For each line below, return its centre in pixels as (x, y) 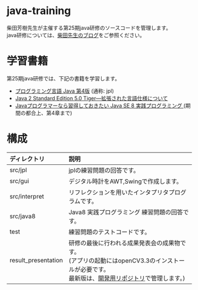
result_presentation (36, 260)
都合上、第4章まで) (49, 113)
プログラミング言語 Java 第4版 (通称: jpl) (64, 91)
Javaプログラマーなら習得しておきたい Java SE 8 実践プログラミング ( (100, 105)
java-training (39, 11)
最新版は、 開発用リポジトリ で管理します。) (127, 278)
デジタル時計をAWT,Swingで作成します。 (125, 181)
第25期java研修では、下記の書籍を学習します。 (63, 78)
